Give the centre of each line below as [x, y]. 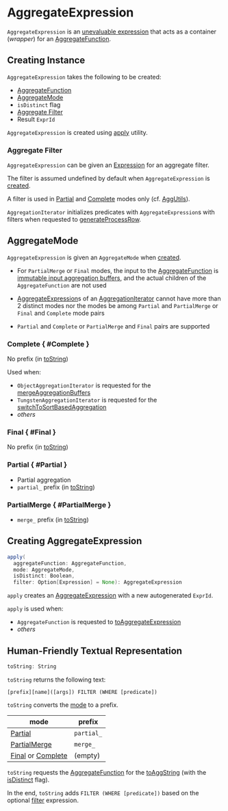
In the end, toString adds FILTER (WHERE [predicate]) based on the [103, 793]
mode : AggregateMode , [44, 569]
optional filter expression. [43, 800]
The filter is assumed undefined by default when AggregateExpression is [109, 179]
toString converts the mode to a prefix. [63, 705]
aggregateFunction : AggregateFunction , [70, 563]
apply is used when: [35, 609]
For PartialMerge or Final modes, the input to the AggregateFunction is [118, 270]
